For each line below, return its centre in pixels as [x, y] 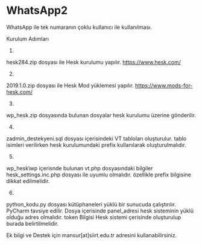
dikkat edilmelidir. [28, 181]
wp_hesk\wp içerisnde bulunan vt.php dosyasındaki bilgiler [80, 168]
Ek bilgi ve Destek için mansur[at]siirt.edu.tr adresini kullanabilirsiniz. [91, 235]
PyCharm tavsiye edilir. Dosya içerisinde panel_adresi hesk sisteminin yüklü [100, 211]
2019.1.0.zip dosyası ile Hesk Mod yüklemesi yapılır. [70, 85]
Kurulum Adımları [28, 39]
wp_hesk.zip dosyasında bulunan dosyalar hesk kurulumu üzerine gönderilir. [101, 115]
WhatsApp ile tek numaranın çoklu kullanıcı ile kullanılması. [79, 27]
